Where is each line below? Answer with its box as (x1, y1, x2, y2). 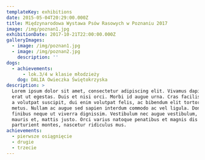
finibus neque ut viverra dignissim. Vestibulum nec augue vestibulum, (12, 111, 198, 117)
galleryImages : (6, 37, 45, 43)
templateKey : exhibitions (6, 9, 72, 15)
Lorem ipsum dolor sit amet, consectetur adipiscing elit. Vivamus (12, 88, 187, 94)
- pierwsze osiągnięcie (12, 133, 72, 140)
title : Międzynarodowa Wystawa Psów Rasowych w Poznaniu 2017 (6, 20, 168, 26)
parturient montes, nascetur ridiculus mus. (12, 122, 127, 128)
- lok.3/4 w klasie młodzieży (22, 71, 99, 77)
